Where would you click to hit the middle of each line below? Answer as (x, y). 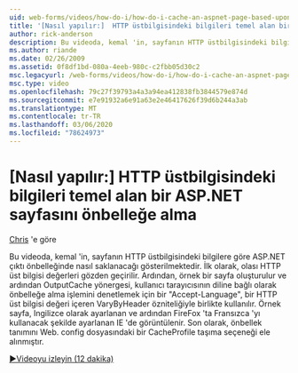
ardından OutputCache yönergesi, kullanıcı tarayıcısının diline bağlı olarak (143, 284)
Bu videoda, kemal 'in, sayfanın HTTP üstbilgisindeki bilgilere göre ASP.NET (147, 256)
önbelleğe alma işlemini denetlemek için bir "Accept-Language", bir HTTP (143, 294)
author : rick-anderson (51, 34)
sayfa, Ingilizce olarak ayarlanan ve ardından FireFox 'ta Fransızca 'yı (135, 313)
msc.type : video (39, 83)
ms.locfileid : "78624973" (57, 133)
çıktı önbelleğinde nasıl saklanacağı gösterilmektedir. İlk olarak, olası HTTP (145, 266)
